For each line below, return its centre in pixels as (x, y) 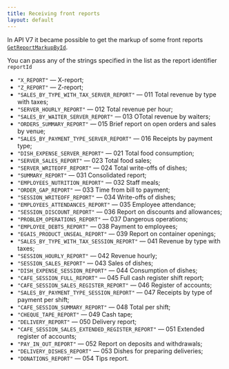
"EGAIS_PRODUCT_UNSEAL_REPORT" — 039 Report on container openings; (116, 233)
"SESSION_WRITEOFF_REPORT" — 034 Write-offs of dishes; (96, 197)
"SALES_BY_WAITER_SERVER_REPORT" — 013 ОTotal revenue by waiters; (114, 116)
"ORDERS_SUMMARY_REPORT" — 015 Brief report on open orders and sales (117, 123)
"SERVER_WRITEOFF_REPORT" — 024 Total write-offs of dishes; (102, 168)
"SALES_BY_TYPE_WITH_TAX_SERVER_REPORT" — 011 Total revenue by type (117, 94)
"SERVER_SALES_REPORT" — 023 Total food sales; (84, 160)
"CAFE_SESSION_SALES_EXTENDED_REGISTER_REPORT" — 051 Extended (111, 329)
